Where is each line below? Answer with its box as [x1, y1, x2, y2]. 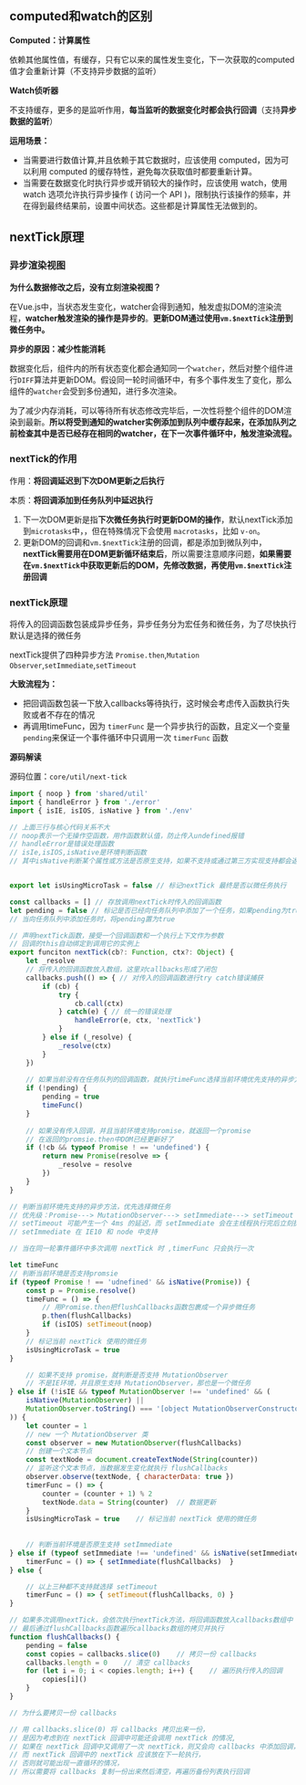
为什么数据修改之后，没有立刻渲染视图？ [9, 281, 161, 292]
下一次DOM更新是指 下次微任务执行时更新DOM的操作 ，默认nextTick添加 [22, 514, 293, 525]
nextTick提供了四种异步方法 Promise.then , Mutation [9, 649, 200, 660]
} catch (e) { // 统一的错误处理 [57, 1007, 171, 1016]
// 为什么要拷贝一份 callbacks [9, 1708, 117, 1717]
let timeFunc [9, 1261, 59, 1270]
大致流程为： [9, 678, 57, 689]
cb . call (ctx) [74, 999, 125, 1008]
